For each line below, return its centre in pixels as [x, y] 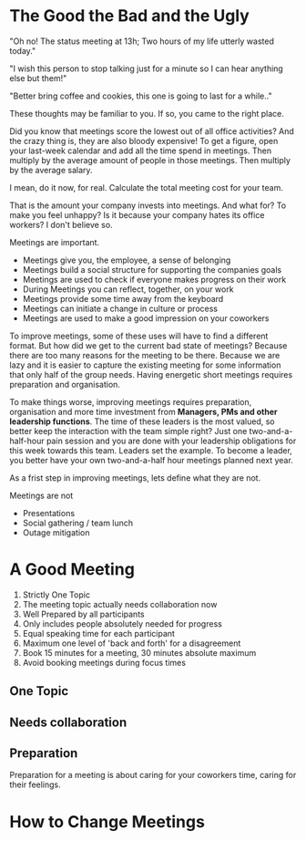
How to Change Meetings [107, 821]
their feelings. [35, 784]
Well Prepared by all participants [83, 614]
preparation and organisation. [65, 384]
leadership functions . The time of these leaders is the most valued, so [142, 421]
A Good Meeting [72, 570]
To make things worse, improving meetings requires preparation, [131, 401]
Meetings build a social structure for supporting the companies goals [152, 269]
